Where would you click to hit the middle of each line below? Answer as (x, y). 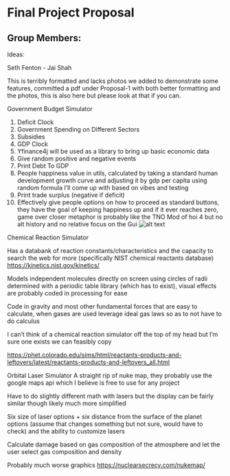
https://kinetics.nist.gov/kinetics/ (53, 265)
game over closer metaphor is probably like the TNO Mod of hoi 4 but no (120, 217)
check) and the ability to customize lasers (66, 431)
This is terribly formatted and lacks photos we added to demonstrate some (113, 81)
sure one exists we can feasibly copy (59, 342)
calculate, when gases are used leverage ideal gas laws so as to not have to (114, 314)
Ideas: (16, 54)
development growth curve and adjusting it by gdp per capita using (112, 180)
